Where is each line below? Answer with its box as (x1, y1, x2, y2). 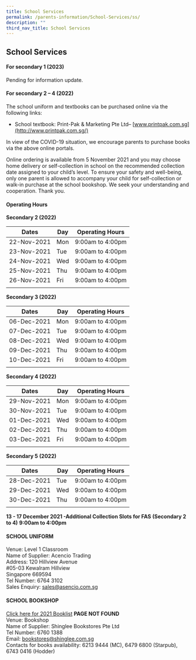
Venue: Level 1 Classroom (6, 546, 69, 553)
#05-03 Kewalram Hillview (6, 565, 70, 572)
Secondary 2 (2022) (6, 214, 57, 221)
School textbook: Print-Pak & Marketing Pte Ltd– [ (14, 121, 135, 128)
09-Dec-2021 (9, 346, 51, 354)
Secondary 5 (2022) (6, 453, 57, 460)
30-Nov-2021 (9, 407, 51, 415)
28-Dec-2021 (9, 477, 51, 485)
